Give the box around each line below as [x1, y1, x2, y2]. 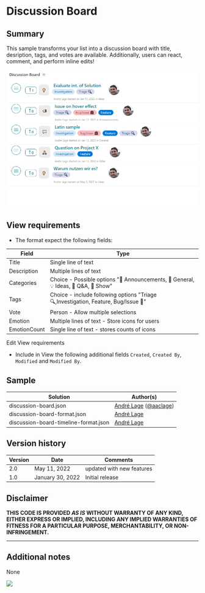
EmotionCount [9, 325, 45, 333]
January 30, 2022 [34, 473, 81, 481]
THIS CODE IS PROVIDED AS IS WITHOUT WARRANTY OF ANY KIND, [6, 509, 184, 517]
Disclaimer [6, 493, 48, 503]
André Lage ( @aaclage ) [114, 401, 174, 409]
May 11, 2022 [34, 465, 71, 472]
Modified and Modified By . [15, 358, 82, 365]
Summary [6, 29, 45, 39]
